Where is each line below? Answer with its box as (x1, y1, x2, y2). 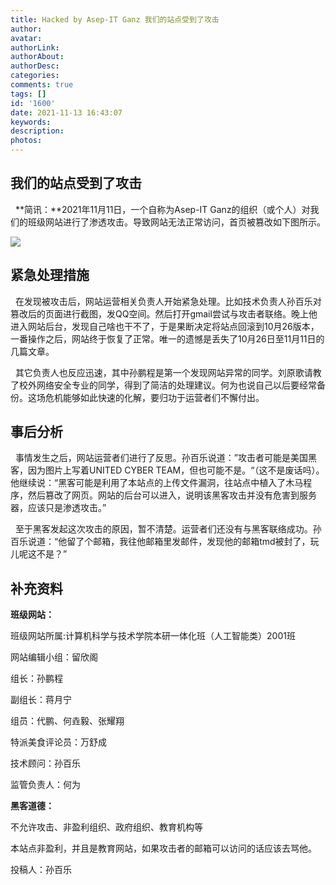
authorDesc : (10, 61, 60, 71)
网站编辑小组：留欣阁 (10, 651, 98, 663)
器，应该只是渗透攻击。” (10, 502, 107, 514)
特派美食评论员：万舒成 (10, 736, 107, 748)
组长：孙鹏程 (10, 672, 63, 685)
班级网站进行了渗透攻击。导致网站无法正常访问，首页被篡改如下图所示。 (27, 216, 326, 228)
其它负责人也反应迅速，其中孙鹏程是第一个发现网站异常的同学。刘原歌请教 (14, 366, 322, 378)
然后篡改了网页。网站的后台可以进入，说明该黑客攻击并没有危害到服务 (27, 489, 317, 501)
